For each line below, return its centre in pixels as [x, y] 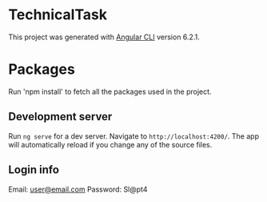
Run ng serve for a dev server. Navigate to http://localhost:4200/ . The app [134, 136]
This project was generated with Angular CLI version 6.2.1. [104, 37]
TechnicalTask [58, 15]
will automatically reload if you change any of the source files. [110, 144]
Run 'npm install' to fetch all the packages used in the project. [110, 91]
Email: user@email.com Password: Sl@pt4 [78, 189]
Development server [60, 117]
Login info [34, 170]
